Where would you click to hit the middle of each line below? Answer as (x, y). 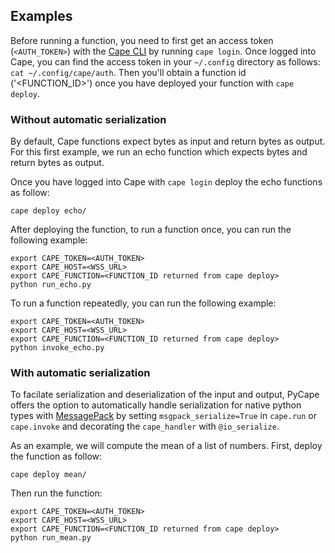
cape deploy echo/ (48, 211)
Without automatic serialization (88, 119)
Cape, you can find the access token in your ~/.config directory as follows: (165, 61)
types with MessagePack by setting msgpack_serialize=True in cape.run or (164, 416)
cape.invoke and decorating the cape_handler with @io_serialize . (145, 426)
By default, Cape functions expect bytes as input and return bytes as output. (168, 141)
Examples (41, 16)
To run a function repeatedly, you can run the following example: (143, 303)
